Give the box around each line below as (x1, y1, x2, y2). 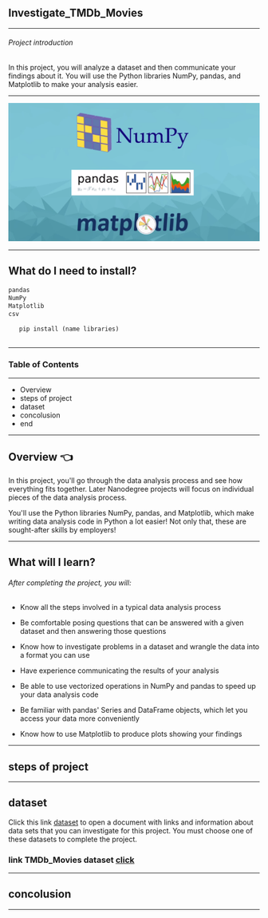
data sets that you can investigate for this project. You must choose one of (8, 825, 253, 835)
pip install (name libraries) (18, 325, 120, 334)
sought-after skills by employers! (8, 524, 116, 534)
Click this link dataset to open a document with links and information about (8, 817, 254, 827)
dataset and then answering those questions (19, 627, 167, 636)
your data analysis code (19, 690, 99, 699)
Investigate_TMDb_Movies (8, 6, 144, 20)
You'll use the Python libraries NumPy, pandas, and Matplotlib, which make (8, 508, 254, 517)
